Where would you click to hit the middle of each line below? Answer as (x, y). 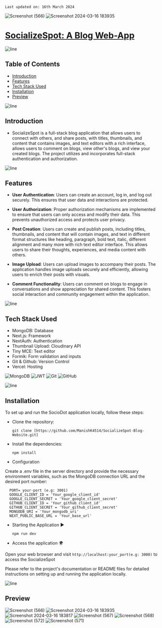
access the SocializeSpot (30, 559)
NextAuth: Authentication (37, 341)
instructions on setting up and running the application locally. (66, 574)
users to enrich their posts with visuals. (51, 274)
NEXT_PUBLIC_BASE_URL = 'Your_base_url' (51, 516)
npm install (24, 453)
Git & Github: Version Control (41, 362)
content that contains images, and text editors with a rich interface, (79, 143)
